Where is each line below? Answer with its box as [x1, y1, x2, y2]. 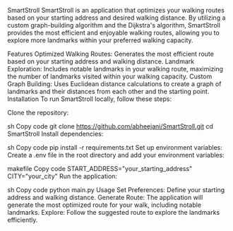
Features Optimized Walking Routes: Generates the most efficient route [7, 49, 214, 58]
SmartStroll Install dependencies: [7, 130, 104, 138]
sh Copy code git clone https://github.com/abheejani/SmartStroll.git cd [7, 122, 214, 130]
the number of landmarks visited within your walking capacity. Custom [7, 72, 213, 81]
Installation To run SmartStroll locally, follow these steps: [7, 95, 172, 103]
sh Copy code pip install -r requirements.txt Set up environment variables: [7, 143, 222, 151]
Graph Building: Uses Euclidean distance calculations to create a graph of [7, 80, 222, 88]
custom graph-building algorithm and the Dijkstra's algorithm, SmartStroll [7, 21, 221, 29]
